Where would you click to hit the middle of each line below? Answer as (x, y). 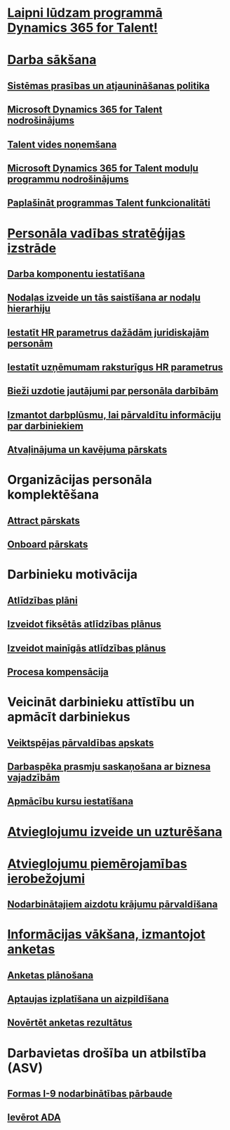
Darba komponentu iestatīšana (76, 274)
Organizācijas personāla (80, 480)
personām (30, 343)
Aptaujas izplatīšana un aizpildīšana (88, 999)
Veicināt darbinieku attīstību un (101, 702)
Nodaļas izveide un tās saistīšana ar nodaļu (104, 298)
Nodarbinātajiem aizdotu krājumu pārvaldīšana (113, 904)
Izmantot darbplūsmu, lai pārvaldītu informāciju (114, 415)
